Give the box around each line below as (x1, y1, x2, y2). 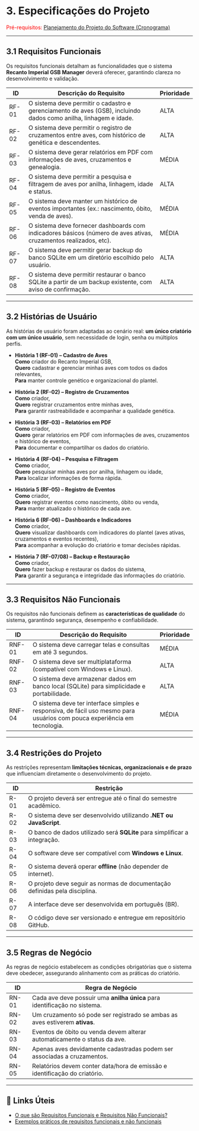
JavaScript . (28, 819, 61, 827)
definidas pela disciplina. (28, 887, 97, 895)
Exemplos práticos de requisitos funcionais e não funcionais (14, 1117, 162, 1125)
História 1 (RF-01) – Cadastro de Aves (14, 351, 108, 358)
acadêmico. (28, 802, 61, 810)
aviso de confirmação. (28, 285, 91, 293)
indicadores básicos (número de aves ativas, (28, 228, 153, 237)
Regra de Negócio (85, 984, 137, 992)
